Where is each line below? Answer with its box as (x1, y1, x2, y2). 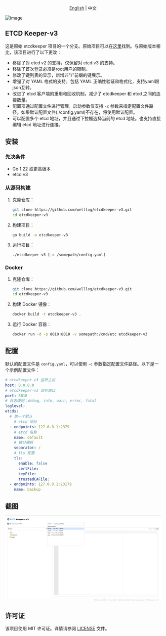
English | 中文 (69, 5, 97, 11)
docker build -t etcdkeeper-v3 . (12, 312, 82, 317)
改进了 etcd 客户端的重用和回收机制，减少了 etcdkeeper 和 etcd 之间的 (12, 91, 157, 96)
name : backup (14, 487, 41, 492)
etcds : (5, 409, 19, 414)
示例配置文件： (9, 367, 40, 373)
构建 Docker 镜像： (12, 301, 51, 307)
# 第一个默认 (9, 414, 33, 419)
